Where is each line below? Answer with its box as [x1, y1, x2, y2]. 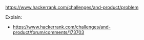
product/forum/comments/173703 [12, 29, 85, 35]
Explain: [5, 14, 22, 20]
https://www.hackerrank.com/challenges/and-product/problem [5, 5, 139, 10]
